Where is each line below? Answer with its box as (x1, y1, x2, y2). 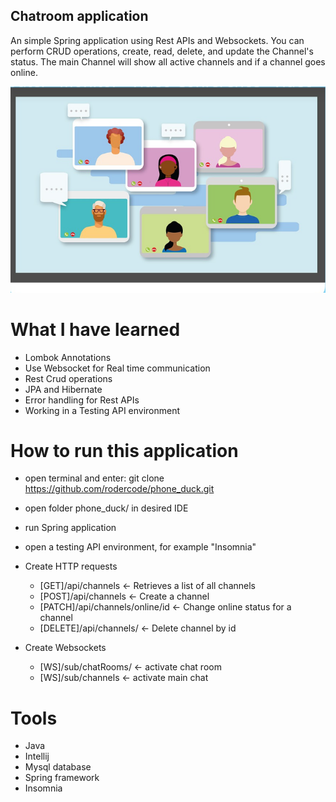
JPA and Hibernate (24, 383, 103, 395)
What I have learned (10, 318, 181, 341)
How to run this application (10, 439, 239, 462)
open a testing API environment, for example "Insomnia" (24, 541, 257, 553)
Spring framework (24, 772, 100, 784)
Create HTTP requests (24, 560, 118, 573)
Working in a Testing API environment (24, 404, 181, 416)
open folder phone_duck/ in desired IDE (24, 502, 189, 514)
